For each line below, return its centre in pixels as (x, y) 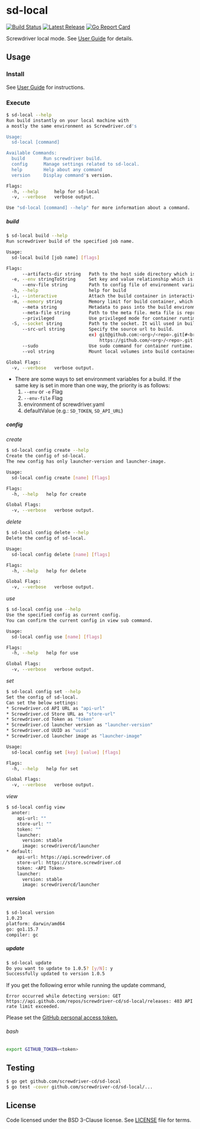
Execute (18, 103)
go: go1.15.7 (22, 929)
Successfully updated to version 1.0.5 (56, 974)
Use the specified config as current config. (63, 615)
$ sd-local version (30, 913)
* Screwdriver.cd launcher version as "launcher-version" (79, 725)
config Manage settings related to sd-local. (76, 165)
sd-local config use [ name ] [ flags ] (57, 637)
